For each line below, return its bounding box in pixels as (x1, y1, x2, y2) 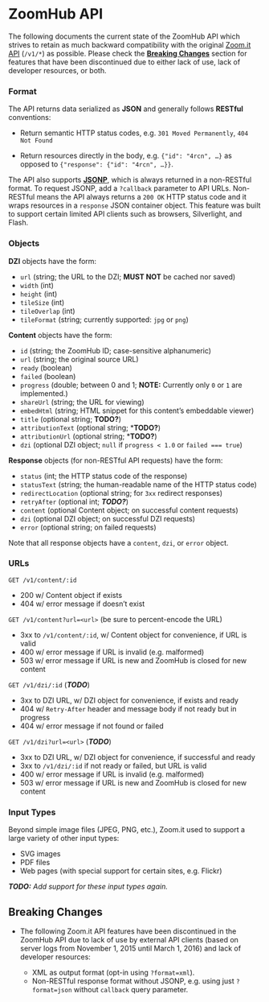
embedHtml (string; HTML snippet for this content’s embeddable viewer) (19, 406, 255, 415)
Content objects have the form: (8, 330, 112, 340)
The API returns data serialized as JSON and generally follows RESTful (8, 104, 243, 113)
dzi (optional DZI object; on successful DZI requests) (19, 513, 195, 523)
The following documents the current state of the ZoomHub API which (8, 31, 241, 41)
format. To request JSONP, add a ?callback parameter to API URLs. (8, 183, 231, 193)
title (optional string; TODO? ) (19, 414, 122, 423)
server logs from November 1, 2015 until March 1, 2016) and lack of (19, 943, 242, 953)
